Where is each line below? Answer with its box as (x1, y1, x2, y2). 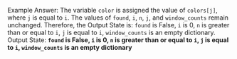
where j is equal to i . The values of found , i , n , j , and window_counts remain (7, 13, 229, 22)
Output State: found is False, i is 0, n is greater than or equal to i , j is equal (7, 36, 229, 44)
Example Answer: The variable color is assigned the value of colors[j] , (7, 6, 218, 14)
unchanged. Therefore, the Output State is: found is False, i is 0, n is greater (7, 21, 230, 29)
